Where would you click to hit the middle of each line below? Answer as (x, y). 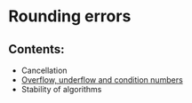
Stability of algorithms (61, 89)
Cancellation (44, 70)
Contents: (36, 49)
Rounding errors (70, 16)
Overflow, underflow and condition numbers (102, 80)
